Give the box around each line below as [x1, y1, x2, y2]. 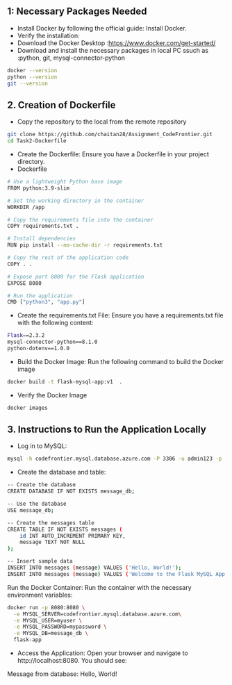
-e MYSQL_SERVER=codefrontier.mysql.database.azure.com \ [13, 611, 182, 618]
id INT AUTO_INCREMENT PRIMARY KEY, [19, 532, 126, 539]
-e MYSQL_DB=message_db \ [13, 630, 89, 637]
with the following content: [17, 319, 94, 327]
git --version [7, 80, 49, 87]
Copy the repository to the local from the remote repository [17, 117, 187, 126]
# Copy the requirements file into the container [7, 216, 154, 223]
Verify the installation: [17, 31, 80, 40]
